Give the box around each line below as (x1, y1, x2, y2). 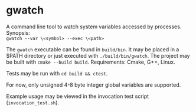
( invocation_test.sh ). (6, 98, 60, 106)
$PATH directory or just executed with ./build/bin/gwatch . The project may (6, 52, 190, 59)
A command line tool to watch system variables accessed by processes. (6, 23, 182, 30)
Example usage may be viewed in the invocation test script (6, 93, 149, 100)
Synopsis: (6, 29, 31, 36)
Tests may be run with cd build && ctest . (6, 70, 108, 77)
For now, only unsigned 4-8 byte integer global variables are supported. (6, 81, 181, 88)
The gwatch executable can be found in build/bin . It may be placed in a (6, 45, 179, 53)
